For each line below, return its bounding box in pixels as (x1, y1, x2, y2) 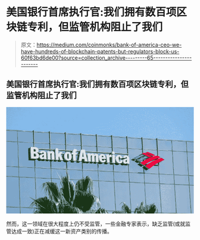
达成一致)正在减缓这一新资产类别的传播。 (11, 227, 113, 235)
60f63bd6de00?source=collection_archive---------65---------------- (20, 54, 192, 61)
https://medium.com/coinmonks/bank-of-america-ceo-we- (36, 41, 182, 48)
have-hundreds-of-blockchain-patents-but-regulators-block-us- (20, 48, 180, 55)
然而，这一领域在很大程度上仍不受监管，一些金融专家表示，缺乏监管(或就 (6, 220, 186, 227)
